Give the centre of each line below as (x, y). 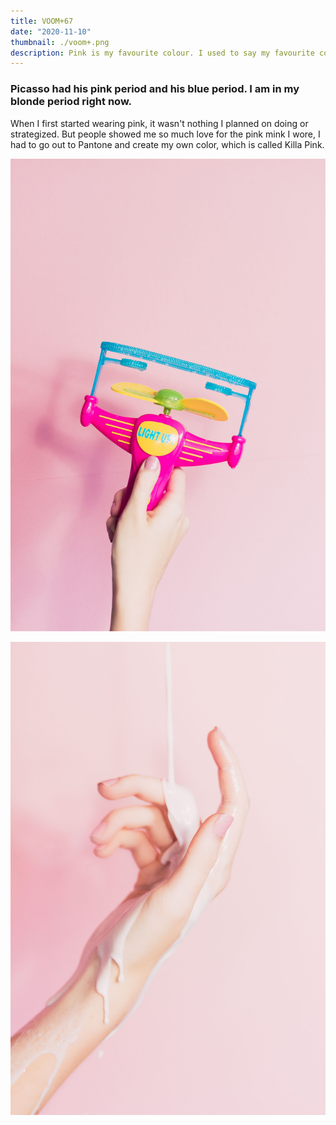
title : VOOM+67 (42, 21)
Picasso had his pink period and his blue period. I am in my (155, 89)
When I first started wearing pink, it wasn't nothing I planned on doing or (159, 123)
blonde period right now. (71, 102)
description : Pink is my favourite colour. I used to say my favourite (162, 53)
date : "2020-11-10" (51, 31)
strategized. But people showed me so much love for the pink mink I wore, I (165, 134)
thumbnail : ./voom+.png (60, 42)
